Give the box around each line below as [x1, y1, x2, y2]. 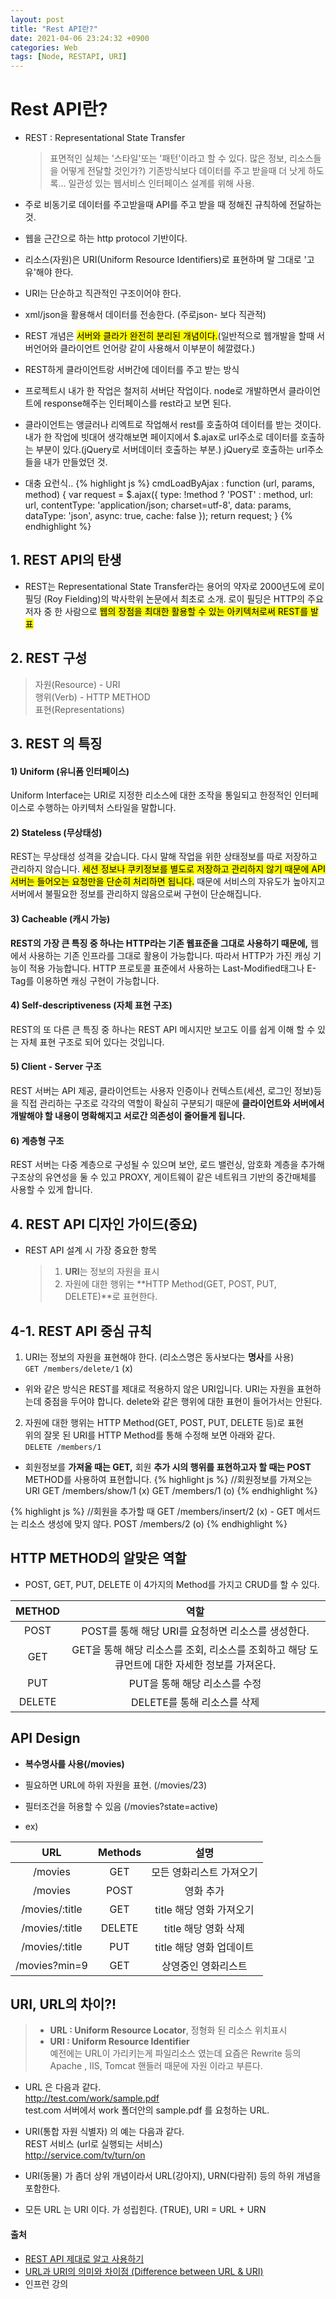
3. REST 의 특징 [10, 736, 103, 753]
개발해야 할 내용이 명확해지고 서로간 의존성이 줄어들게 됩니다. [10, 1110, 246, 1122]
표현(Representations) [34, 703, 125, 715]
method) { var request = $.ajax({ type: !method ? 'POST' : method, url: [24, 489, 314, 501]
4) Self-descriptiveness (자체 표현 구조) [10, 999, 173, 1011]
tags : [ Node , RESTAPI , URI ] [10, 52, 128, 62]
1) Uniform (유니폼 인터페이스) [10, 765, 130, 777]
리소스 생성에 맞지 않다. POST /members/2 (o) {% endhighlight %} [20, 1517, 288, 1530]
